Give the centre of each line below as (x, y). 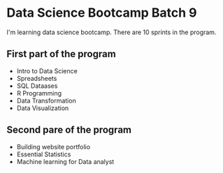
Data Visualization (43, 108)
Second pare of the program (69, 130)
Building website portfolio (53, 146)
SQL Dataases (37, 86)
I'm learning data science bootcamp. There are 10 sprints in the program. (111, 32)
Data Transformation (46, 100)
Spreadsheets (37, 78)
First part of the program (61, 54)
